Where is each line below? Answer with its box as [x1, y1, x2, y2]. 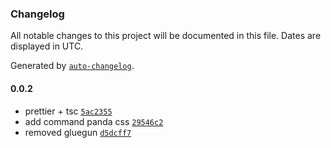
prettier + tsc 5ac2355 [24, 105, 113, 117]
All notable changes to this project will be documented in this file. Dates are [10, 30, 322, 42]
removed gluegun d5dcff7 [24, 126, 132, 138]
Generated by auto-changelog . [10, 60, 135, 72]
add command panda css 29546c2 [24, 115, 164, 127]
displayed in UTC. [10, 40, 84, 52]
